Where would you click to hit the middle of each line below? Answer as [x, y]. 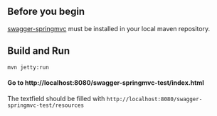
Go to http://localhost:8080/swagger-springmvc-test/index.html [106, 83]
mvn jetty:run [28, 67]
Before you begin [46, 12]
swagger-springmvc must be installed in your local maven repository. [109, 28]
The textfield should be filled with [56, 98]
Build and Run [38, 51]
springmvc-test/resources [46, 105]
